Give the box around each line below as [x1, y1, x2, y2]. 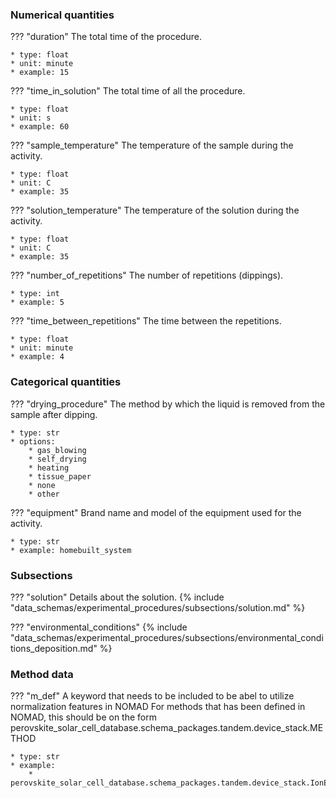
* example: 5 [10, 298, 65, 308]
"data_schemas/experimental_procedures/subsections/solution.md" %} [10, 601, 306, 613]
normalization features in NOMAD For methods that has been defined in [10, 701, 306, 713]
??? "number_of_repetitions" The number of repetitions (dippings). [10, 269, 284, 282]
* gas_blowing [28, 445, 87, 455]
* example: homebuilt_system [10, 545, 132, 555]
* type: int [10, 289, 60, 299]
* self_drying [28, 454, 87, 464]
